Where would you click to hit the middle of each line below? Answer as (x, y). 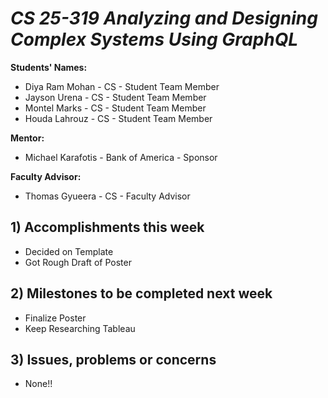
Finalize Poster (55, 318)
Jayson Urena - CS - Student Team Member (115, 97)
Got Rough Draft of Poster (78, 262)
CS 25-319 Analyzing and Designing (164, 18)
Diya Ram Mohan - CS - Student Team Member (122, 86)
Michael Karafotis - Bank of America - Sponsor (121, 157)
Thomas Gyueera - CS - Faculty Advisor (107, 196)
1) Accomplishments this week (107, 227)
